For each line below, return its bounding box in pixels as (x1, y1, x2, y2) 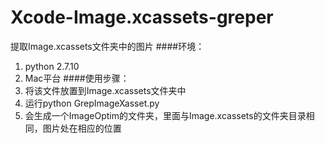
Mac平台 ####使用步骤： (24, 72, 130, 84)
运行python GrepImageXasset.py (24, 97, 160, 109)
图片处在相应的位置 (42, 122, 122, 134)
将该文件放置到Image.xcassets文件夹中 (24, 84, 187, 96)
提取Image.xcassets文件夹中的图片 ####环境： (10, 40, 205, 52)
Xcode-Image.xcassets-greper (10, 6, 274, 29)
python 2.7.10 (24, 60, 80, 72)
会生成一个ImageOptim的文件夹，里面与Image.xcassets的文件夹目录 (24, 109, 307, 121)
